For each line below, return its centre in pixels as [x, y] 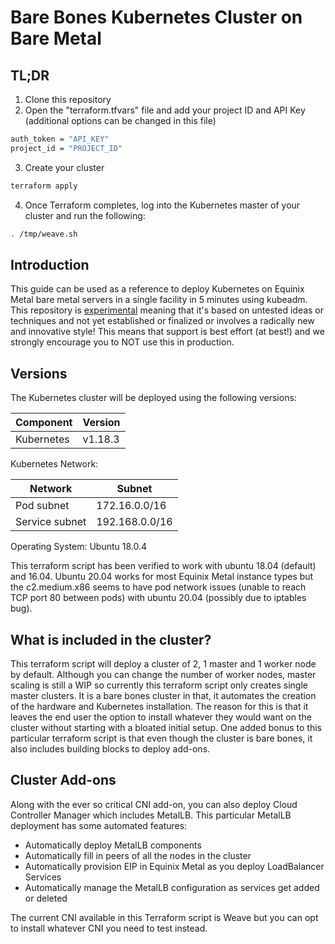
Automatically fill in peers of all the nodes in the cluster [138, 855]
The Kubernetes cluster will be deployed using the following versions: [153, 398]
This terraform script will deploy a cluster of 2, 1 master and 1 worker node [163, 663]
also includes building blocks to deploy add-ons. [110, 748]
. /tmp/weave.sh [44, 234]
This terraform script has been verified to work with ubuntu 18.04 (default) [163, 566]
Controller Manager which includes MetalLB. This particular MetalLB [151, 815]
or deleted [46, 898]
